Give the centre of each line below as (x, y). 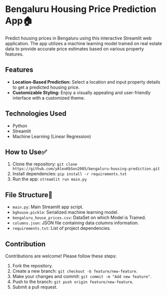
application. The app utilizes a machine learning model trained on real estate (83, 43)
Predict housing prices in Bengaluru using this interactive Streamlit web (79, 38)
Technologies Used (36, 114)
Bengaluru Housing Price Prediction (81, 9)
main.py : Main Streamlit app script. (48, 207)
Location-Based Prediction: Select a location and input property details (86, 82)
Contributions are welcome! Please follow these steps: (61, 256)
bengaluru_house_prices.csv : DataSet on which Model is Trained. (79, 218)
